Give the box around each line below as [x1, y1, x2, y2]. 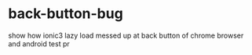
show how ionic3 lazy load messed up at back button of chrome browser [8, 31, 244, 40]
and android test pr [8, 38, 71, 48]
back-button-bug [8, 5, 123, 23]
